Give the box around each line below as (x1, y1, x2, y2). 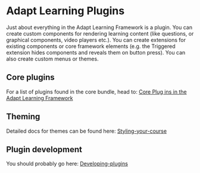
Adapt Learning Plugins (6, 4, 125, 18)
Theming (6, 111, 40, 122)
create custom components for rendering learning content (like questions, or (6, 30, 194, 37)
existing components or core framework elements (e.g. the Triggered (6, 43, 176, 50)
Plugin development (6, 144, 82, 155)
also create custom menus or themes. (6, 55, 99, 62)
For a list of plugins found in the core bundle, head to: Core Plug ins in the (6, 88, 187, 95)
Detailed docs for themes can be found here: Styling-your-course (6, 127, 167, 134)
